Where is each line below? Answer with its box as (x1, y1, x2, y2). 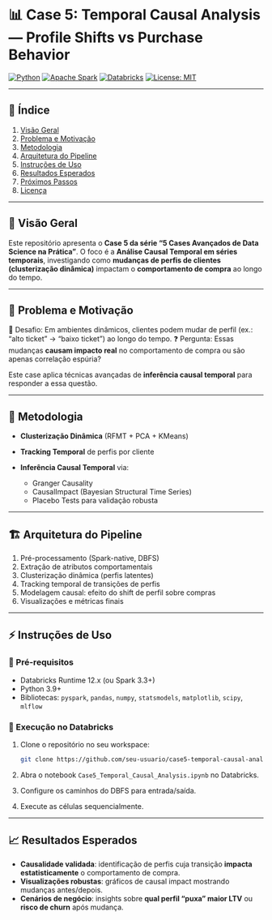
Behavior (8, 45, 70, 64)
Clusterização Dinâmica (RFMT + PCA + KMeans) (19, 431, 189, 441)
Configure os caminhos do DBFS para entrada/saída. (19, 785, 197, 795)
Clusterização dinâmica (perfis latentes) (19, 571, 154, 580)
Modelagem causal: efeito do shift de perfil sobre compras (19, 588, 216, 597)
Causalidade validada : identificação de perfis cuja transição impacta (19, 859, 253, 869)
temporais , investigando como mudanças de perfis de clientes (8, 255, 221, 265)
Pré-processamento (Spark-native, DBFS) (19, 554, 159, 563)
